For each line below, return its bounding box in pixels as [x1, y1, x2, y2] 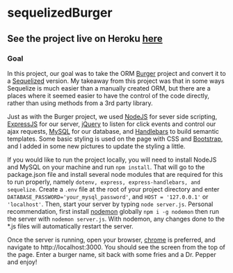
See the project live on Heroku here [7, 33, 163, 45]
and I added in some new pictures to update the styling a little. [7, 141, 186, 150]
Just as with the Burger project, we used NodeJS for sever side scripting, [7, 112, 218, 120]
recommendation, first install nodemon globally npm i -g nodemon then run [7, 207, 220, 215]
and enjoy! [7, 258, 38, 266]
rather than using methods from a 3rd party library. [7, 99, 153, 107]
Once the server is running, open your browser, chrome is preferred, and [7, 235, 216, 244]
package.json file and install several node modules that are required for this [7, 170, 223, 178]
